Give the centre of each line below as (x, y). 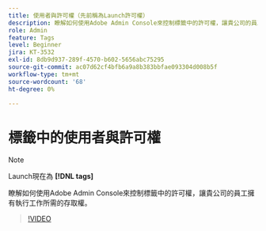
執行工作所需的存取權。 (53, 203)
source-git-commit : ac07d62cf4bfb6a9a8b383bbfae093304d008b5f (113, 67)
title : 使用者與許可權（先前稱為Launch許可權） (78, 15)
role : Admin (28, 30)
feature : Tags (32, 38)
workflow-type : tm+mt (44, 74)
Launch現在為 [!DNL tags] (51, 176)
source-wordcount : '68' (47, 81)
